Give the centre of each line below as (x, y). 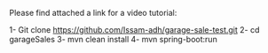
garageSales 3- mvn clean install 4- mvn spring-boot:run (113, 39)
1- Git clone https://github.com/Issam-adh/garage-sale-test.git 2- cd (134, 30)
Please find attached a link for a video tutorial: (93, 13)
